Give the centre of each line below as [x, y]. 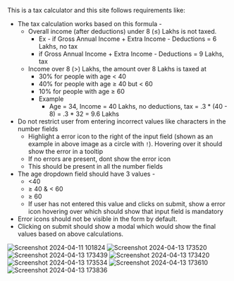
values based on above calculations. [70, 234]
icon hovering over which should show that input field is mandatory [125, 211]
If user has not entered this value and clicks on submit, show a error [127, 204]
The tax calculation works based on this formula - [90, 24]
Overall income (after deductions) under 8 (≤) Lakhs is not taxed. [122, 31]
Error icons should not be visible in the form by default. [97, 219]
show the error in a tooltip [66, 151]
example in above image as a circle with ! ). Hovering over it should [125, 144]
